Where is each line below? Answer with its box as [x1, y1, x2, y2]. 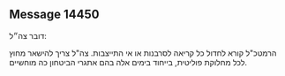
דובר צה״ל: [9, 30, 47, 41]
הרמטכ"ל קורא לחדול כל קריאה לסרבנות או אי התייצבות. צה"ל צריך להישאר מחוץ [9, 48, 277, 58]
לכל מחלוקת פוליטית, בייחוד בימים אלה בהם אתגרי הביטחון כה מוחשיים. [9, 57, 248, 67]
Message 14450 [9, 7, 100, 22]
